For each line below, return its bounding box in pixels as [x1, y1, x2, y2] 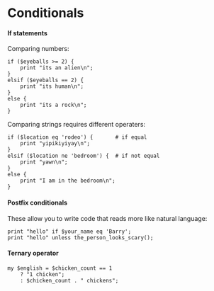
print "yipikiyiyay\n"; [20, 140, 91, 147]
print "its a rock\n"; [20, 101, 87, 109]
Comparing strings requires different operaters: [7, 120, 146, 129]
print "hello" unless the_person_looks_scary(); [7, 234, 154, 241]
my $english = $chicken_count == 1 [7, 264, 113, 272]
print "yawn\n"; [20, 159, 69, 166]
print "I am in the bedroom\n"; [20, 177, 116, 185]
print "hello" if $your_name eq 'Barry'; [7, 228, 132, 235]
